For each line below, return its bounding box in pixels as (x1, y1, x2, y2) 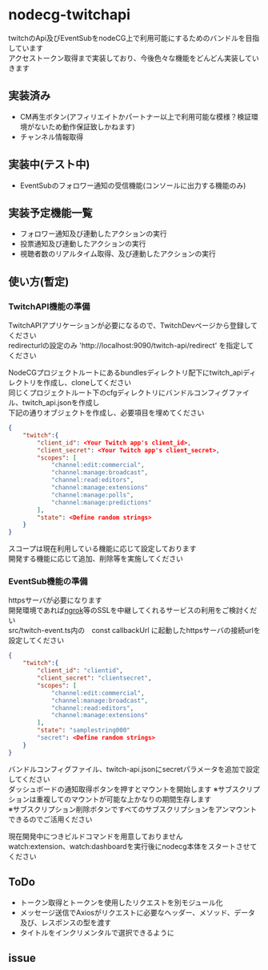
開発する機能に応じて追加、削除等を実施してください (8, 554, 184, 563)
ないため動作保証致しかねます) (34, 122, 135, 132)
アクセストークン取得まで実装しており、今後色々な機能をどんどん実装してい (8, 53, 260, 63)
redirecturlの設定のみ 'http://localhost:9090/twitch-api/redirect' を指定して (8, 341, 254, 351)
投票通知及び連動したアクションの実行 (19, 239, 146, 249)
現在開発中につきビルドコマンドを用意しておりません (8, 831, 183, 841)
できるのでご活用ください (8, 814, 93, 824)
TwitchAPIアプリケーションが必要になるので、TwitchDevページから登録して (8, 321, 258, 331)
